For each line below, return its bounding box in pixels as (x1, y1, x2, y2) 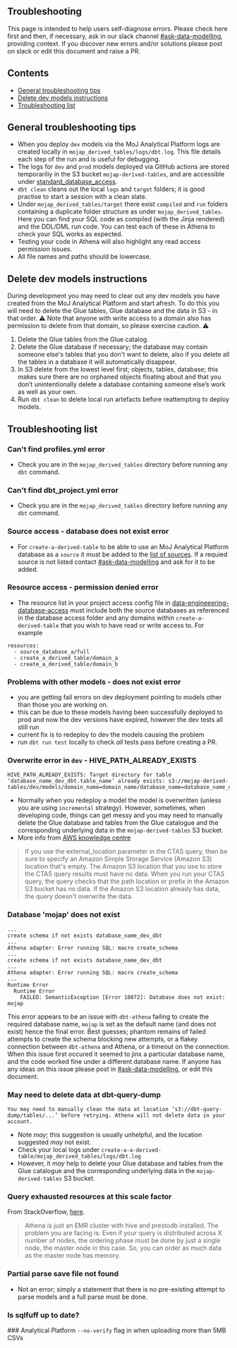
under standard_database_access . (17, 178, 118, 186)
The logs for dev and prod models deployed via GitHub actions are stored (17, 162, 229, 171)
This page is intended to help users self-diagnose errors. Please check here (7, 24, 228, 32)
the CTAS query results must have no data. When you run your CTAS (24, 870, 225, 878)
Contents (7, 67, 49, 80)
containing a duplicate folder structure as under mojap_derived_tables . (17, 207, 224, 216)
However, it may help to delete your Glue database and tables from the (17, 1159, 224, 1168)
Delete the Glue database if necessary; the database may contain (17, 343, 208, 351)
